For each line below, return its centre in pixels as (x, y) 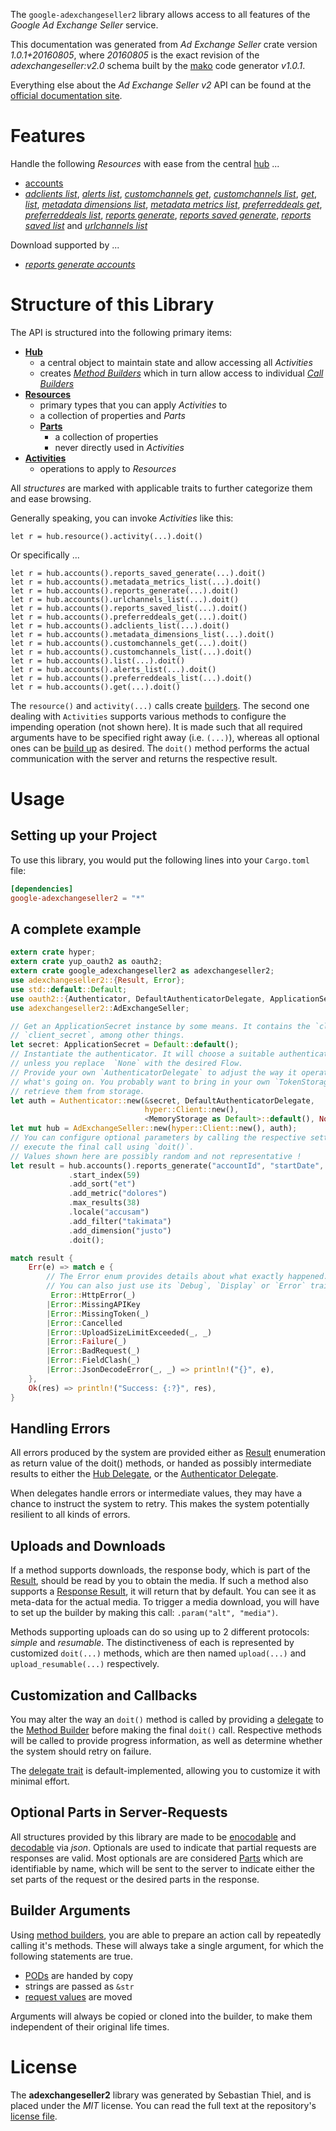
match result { (42, 1258)
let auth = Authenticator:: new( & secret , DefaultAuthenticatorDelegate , (162, 1100)
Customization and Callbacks (104, 1695)
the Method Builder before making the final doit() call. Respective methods (166, 1730)
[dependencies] (42, 889)
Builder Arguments (70, 1910)
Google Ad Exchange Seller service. (84, 25)
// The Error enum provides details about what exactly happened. (187, 1277)
